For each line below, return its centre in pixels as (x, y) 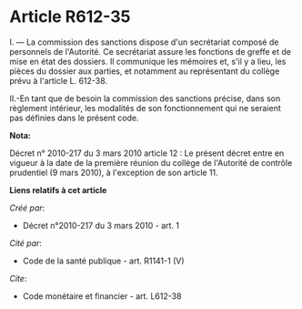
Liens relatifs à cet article (58, 190)
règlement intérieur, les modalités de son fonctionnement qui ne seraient (146, 108)
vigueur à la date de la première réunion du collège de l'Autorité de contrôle (151, 162)
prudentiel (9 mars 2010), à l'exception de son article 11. (114, 172)
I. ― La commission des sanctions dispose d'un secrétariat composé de (144, 42)
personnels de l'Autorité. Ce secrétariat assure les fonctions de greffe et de (150, 51)
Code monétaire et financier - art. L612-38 (102, 296)
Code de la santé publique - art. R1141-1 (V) (103, 261)
